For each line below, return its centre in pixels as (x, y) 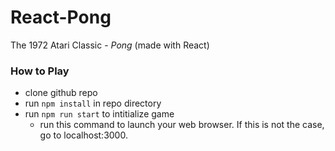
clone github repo (61, 93)
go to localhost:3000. (83, 135)
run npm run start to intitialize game (99, 114)
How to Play (40, 71)
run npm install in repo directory (93, 103)
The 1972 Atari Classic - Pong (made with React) (110, 45)
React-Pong (61, 17)
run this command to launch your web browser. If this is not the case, (182, 125)
